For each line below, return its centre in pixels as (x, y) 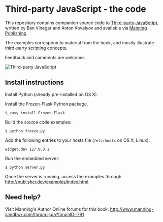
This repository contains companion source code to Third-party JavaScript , (82, 23)
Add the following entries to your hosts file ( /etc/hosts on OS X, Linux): (78, 140)
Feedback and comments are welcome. (45, 57)
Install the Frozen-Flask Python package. (47, 104)
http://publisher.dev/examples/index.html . (47, 182)
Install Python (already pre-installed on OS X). (52, 94)
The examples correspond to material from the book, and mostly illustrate (80, 42)
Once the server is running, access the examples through (63, 176)
